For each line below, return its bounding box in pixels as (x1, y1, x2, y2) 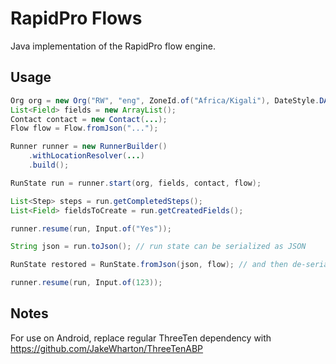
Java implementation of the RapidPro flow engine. (10, 40, 216, 52)
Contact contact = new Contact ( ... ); (10, 114, 168, 124)
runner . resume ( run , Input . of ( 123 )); (10, 278, 163, 288)
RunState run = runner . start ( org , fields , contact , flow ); (10, 178, 262, 188)
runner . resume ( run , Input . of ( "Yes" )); (10, 223, 172, 234)
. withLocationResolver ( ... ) (28, 151, 145, 161)
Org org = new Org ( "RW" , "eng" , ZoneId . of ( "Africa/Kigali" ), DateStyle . (10, 95, 320, 106)
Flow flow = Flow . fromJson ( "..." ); (10, 123, 159, 134)
